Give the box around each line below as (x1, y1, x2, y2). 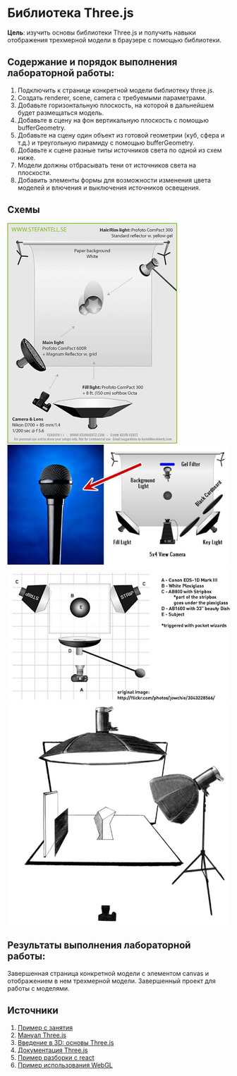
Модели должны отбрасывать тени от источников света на (17, 161, 196, 169)
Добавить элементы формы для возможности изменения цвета (17, 176, 212, 184)
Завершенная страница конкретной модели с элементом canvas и (7, 969, 209, 977)
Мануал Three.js (17, 1031, 67, 1039)
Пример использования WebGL (17, 1060, 113, 1069)
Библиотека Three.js (7, 5, 134, 21)
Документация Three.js (17, 1046, 88, 1054)
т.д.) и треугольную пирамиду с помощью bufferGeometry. (17, 138, 195, 147)
